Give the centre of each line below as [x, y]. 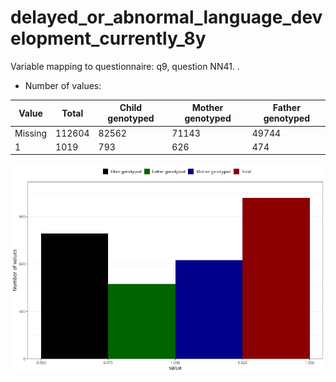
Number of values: [63, 85]
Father [286, 108]
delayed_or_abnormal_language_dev [166, 17]
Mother [207, 108]
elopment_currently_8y [108, 38]
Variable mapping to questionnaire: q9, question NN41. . [125, 66]
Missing [31, 133]
